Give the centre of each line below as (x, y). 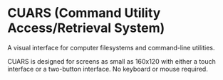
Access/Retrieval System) (86, 28)
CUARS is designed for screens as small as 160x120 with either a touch (111, 61)
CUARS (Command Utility (84, 13)
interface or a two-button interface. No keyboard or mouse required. (108, 69)
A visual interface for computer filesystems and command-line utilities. (111, 47)
